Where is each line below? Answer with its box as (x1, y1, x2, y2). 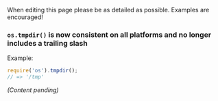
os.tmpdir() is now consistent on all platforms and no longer (7, 30, 211, 40)
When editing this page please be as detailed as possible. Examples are (7, 6, 210, 14)
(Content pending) (7, 86, 60, 94)
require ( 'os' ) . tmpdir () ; (7, 68, 78, 74)
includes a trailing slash (7, 38, 88, 48)
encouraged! (7, 13, 43, 21)
